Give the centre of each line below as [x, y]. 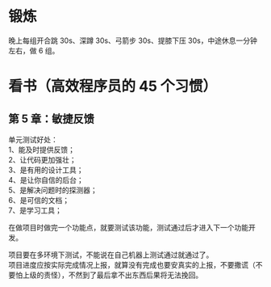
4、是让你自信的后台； [46, 179]
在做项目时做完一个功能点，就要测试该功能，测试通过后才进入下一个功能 [128, 227]
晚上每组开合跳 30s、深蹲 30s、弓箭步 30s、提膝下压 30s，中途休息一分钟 [133, 40]
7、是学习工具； [35, 210]
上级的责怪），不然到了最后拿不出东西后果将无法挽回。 [113, 275]
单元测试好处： [33, 139]
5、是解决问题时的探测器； [53, 190]
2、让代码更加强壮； [42, 159]
